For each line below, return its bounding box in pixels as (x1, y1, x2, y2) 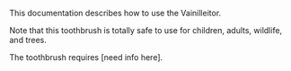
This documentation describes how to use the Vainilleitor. (9, 8, 222, 18)
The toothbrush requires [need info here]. (9, 52, 163, 62)
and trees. (9, 35, 48, 45)
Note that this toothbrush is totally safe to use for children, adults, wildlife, (9, 25, 283, 35)
